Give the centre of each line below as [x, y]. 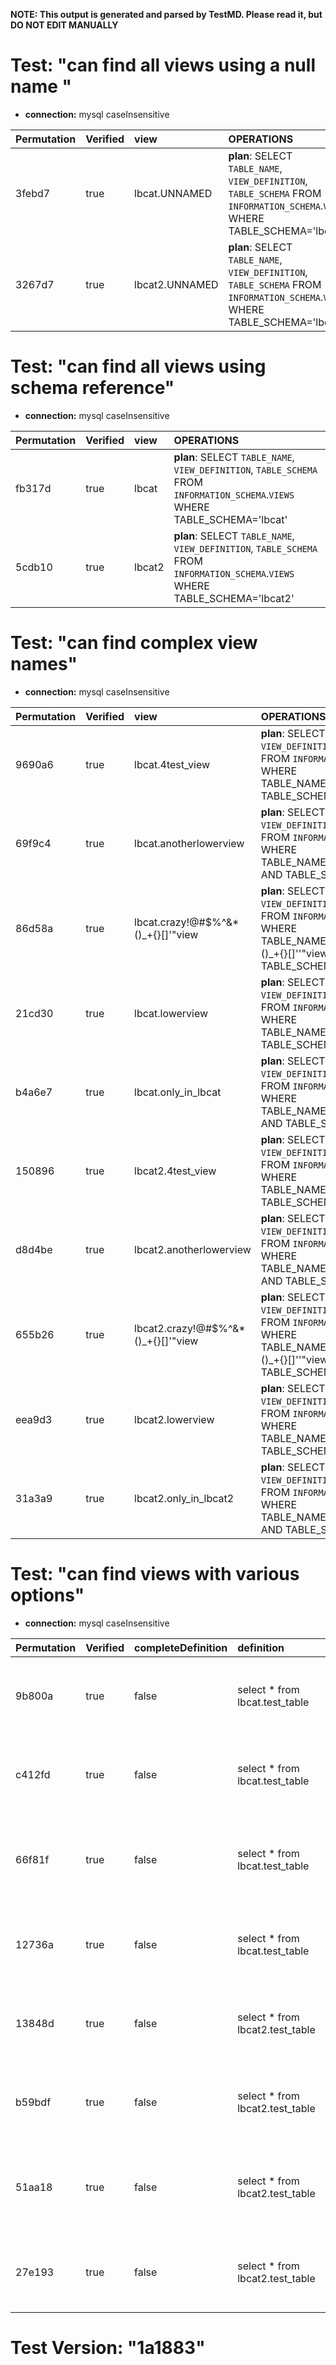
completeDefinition [181, 1647]
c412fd [33, 1774]
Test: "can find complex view [134, 643]
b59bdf [33, 2102]
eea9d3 [34, 1419]
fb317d [33, 488]
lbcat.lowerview [171, 1013]
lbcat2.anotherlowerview [193, 1249]
